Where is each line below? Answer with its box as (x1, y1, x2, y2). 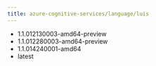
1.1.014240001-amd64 (17, 44, 82, 53)
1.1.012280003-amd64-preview (17, 37, 108, 46)
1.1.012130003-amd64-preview (17, 29, 107, 38)
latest (17, 52, 34, 60)
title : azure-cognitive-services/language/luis (7, 10, 150, 18)
